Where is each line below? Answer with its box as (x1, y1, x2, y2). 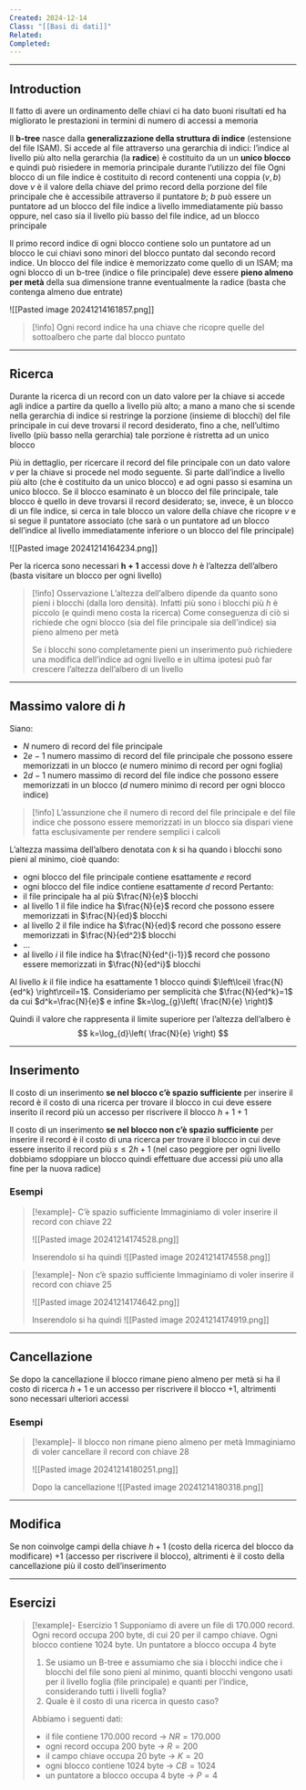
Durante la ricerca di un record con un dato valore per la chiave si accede (9, 390, 285, 402)
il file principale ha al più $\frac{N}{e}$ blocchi (22, 890, 199, 901)
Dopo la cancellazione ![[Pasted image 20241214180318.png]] (31, 1481, 264, 1492)
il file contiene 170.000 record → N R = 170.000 (45, 1731, 221, 1742)
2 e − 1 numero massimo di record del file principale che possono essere (22, 750, 293, 761)
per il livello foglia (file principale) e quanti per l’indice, (45, 1676, 249, 1687)
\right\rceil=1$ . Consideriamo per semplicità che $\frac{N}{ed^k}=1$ (36, 985, 293, 996)
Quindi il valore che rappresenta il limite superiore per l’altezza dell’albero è (9, 1013, 291, 1024)
